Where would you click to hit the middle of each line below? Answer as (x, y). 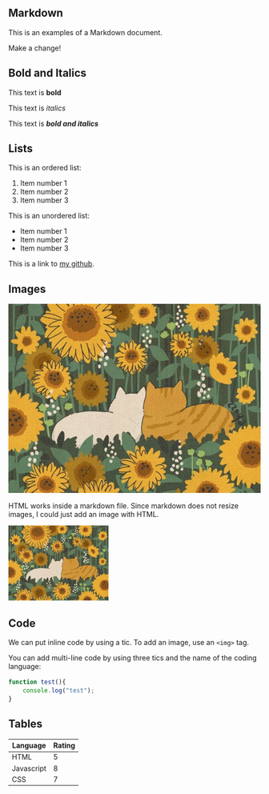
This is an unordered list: (49, 216)
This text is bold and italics (53, 123)
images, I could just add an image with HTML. (84, 515)
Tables (25, 724)
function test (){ (37, 682)
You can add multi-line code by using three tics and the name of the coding (133, 658)
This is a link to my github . (51, 264)
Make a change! (35, 48)
